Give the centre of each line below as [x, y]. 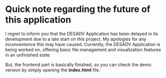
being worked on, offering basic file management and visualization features [83, 49]
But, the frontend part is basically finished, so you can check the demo [78, 64]
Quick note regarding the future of [78, 9]
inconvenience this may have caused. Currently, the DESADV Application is [83, 44]
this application [38, 20]
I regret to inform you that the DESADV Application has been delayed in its [81, 33]
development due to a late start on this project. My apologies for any [76, 39]
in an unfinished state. [28, 55]
